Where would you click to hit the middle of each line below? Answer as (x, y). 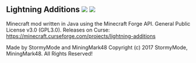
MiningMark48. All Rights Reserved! (49, 53)
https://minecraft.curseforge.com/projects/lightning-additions (81, 36)
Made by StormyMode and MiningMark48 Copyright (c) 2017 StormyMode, (97, 47)
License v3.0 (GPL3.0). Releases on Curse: (58, 30)
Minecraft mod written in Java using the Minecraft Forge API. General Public (98, 23)
